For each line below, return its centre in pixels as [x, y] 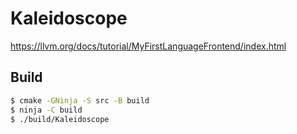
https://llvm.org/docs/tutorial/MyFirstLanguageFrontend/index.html [148, 46]
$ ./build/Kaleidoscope [60, 119]
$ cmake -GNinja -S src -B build [80, 100]
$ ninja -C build [46, 110]
